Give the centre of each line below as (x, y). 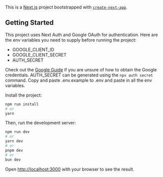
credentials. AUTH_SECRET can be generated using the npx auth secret (79, 75)
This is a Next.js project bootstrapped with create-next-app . (66, 7)
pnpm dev (14, 150)
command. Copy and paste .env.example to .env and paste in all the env (79, 80)
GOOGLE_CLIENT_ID (33, 50)
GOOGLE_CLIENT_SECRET (39, 55)
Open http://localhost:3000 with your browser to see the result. (70, 169)
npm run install (22, 104)
